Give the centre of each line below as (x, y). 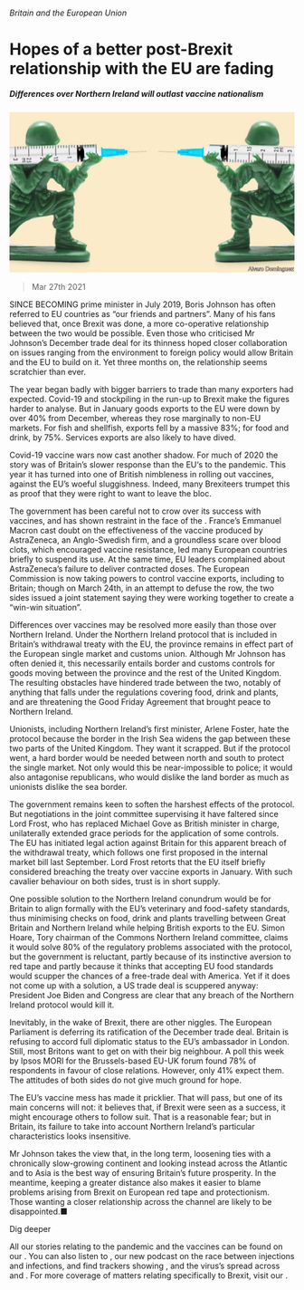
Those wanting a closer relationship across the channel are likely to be (141, 1202)
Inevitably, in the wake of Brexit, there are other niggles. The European (141, 1023)
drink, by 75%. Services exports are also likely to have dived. (123, 438)
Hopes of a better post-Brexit (121, 49)
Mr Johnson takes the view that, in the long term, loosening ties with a (140, 1154)
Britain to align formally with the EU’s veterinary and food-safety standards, (150, 909)
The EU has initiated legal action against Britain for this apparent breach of (148, 843)
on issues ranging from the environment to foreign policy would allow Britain (152, 352)
